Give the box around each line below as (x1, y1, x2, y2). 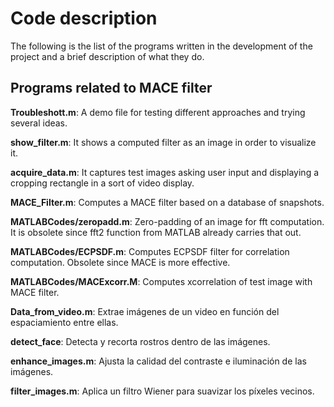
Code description (10, 7, 158, 30)
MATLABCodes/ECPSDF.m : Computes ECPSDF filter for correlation (10, 245, 290, 257)
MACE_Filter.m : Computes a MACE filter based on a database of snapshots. (10, 196, 325, 208)
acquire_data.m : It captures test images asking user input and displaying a (10, 166, 320, 178)
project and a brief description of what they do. (10, 50, 205, 62)
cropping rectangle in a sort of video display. (10, 177, 195, 189)
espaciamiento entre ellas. (10, 316, 119, 328)
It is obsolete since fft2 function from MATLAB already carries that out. (10, 226, 302, 238)
